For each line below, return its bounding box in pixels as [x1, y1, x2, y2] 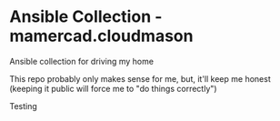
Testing [9, 100, 38, 111]
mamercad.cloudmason [9, 25, 194, 46]
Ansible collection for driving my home [9, 55, 155, 66]
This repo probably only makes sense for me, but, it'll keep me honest [9, 73, 271, 84]
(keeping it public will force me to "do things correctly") [9, 83, 217, 94]
